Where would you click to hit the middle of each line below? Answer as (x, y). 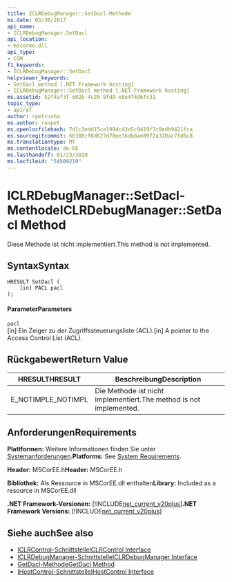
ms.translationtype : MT (41, 142)
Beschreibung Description (158, 379)
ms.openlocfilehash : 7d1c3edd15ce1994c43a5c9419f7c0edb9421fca (100, 129)
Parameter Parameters (40, 309)
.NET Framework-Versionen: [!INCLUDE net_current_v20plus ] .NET (102, 504)
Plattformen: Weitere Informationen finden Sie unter (81, 449)
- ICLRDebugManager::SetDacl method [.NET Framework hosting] (98, 91)
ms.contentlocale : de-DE (43, 149)
